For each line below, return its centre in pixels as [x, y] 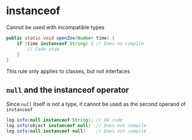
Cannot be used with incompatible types [55, 27]
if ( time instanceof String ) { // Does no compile [80, 43]
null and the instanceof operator [68, 90]
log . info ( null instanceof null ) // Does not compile [76, 131]
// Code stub [43, 49]
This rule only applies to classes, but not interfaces [68, 71]
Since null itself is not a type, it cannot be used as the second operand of [96, 104]
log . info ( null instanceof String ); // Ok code [64, 120]
